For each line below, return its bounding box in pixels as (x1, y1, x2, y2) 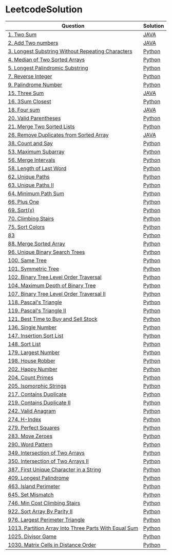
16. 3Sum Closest (8, 98, 51, 105)
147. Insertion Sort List (8, 332, 64, 339)
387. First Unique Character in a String (8, 466, 101, 473)
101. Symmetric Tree (8, 265, 59, 272)
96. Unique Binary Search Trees (8, 248, 85, 255)
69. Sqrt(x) (8, 206, 35, 214)
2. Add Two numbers (8, 39, 59, 46)
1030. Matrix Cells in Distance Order (8, 541, 97, 548)
